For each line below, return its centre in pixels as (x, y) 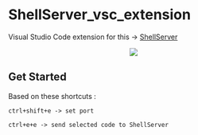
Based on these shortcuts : (52, 96)
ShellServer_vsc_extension (99, 15)
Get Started (37, 77)
